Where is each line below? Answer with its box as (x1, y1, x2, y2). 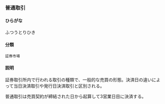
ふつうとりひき (5, 30, 36, 35)
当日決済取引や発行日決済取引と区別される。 (13, 83, 105, 89)
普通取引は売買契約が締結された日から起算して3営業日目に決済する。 (5, 93, 147, 99)
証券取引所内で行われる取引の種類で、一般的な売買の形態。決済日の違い (5, 76, 152, 82)
